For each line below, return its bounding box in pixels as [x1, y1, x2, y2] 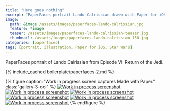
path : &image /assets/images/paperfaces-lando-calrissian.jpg [10, 21, 144, 27]
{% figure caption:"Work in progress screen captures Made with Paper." [5, 78, 155, 84]
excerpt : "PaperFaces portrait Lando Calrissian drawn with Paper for [5, 12, 157, 17]
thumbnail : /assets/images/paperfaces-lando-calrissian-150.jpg [10, 36, 148, 41]
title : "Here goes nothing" [5, 7, 65, 13]
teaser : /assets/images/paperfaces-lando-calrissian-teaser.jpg [10, 31, 148, 36]
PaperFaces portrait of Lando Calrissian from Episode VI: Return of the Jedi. [5, 59, 164, 65]
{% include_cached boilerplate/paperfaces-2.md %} [5, 69, 115, 75]
